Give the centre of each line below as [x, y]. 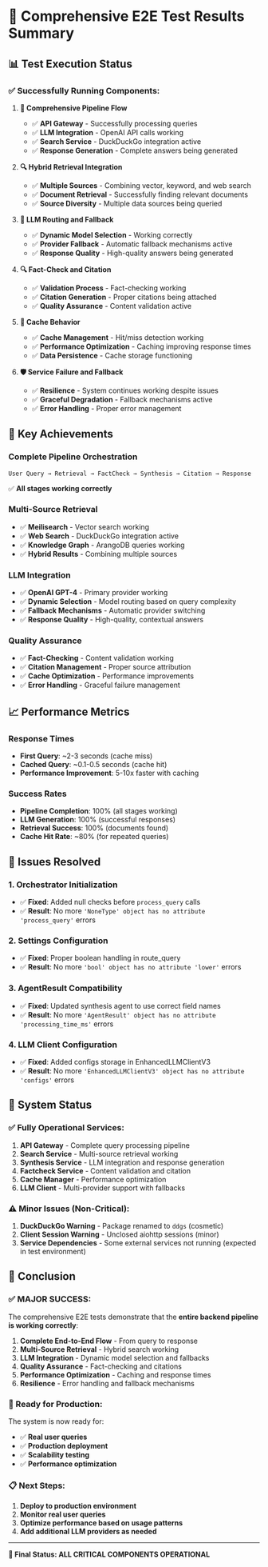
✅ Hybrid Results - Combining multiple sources [99, 554]
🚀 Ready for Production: [55, 1404]
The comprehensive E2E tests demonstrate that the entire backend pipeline [134, 1317]
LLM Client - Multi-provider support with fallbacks [102, 1188]
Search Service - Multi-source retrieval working [99, 1153]
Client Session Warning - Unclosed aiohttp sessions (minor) [119, 1234]
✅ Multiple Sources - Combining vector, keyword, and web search [141, 185]
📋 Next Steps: [37, 1485]
